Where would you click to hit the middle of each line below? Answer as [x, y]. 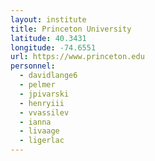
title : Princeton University [71, 29]
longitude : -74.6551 [53, 47]
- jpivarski [44, 94]
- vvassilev [44, 112]
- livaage [39, 131]
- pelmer [37, 85]
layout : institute [48, 19]
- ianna [35, 122]
